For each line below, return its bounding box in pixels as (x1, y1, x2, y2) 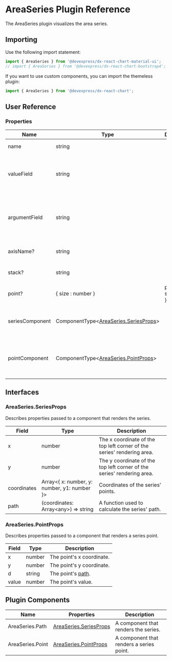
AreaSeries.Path (8, 623, 47, 630)
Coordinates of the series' (99, 481, 161, 488)
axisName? (8, 248, 35, 255)
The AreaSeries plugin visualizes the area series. (5, 20, 109, 27)
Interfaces (5, 388, 39, 397)
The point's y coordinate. (49, 562, 110, 569)
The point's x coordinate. (49, 553, 110, 561)
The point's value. (49, 579, 93, 586)
